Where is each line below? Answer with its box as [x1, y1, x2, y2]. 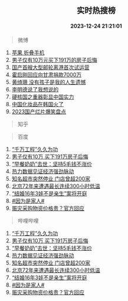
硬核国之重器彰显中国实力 [11, 93, 74, 100]
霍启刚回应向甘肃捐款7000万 [11, 71, 81, 78]
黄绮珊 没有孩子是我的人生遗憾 [11, 78, 86, 86]
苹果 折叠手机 [11, 49, 45, 56]
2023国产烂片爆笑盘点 [11, 108, 67, 115]
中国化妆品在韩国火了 [11, 100, 64, 107]
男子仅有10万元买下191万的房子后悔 [11, 56, 97, 63]
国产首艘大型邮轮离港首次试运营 [11, 64, 90, 71]
